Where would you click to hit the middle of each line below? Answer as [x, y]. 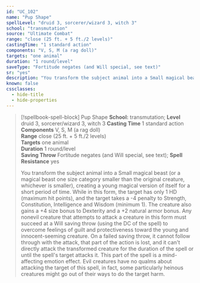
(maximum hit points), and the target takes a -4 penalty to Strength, [103, 198]
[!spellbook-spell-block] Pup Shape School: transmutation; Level [100, 117]
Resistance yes [40, 161]
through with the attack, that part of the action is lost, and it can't [100, 242]
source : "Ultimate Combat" [40, 34]
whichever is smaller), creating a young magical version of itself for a [105, 185]
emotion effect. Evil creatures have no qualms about [108, 261]
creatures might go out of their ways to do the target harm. [93, 273]
